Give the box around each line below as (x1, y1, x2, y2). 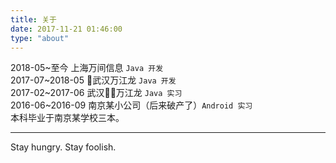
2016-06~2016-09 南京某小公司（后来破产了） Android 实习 (10, 99, 253, 111)
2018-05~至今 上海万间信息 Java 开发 (10, 62, 164, 74)
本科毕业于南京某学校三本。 (10, 112, 125, 124)
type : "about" (10, 33, 70, 43)
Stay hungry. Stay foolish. (10, 141, 117, 153)
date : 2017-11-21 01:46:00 (10, 24, 123, 34)
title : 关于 (10, 14, 57, 25)
